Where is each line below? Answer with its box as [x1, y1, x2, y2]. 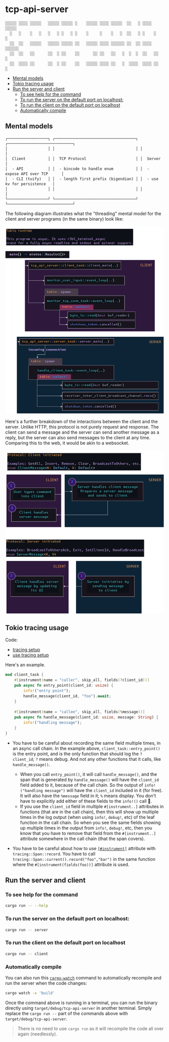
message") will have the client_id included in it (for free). [45, 787, 163, 793]
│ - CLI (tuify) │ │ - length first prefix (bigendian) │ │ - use [5, 176, 158, 181]
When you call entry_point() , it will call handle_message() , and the [20, 771, 157, 777]
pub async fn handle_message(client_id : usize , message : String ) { [14, 715, 158, 720]
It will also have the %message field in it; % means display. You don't [20, 793, 156, 799]
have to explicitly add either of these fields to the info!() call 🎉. [20, 798, 152, 804]
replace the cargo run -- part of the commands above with [5, 1010, 128, 1016]
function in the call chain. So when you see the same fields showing [20, 819, 161, 825]
